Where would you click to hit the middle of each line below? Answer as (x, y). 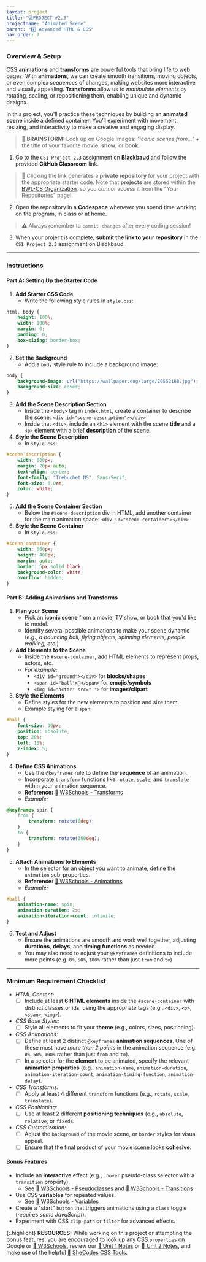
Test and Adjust (36, 933)
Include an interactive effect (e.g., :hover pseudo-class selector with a (105, 1175)
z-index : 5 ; (32, 748)
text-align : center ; (44, 472)
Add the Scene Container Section (59, 506)
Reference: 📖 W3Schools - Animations (73, 881)
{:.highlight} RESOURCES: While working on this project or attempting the (99, 1233)
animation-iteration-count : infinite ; (67, 916)
